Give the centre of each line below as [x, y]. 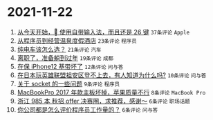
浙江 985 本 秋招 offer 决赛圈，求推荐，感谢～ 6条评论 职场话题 [103, 101]
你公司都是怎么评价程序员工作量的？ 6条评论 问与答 [87, 109]
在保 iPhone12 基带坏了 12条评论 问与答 [70, 66]
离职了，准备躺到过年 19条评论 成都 [65, 58]
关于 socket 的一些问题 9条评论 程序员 [68, 83]
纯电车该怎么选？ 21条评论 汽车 [59, 49]
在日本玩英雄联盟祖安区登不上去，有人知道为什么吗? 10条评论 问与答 [112, 75]
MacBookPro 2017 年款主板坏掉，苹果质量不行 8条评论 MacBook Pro [111, 92]
